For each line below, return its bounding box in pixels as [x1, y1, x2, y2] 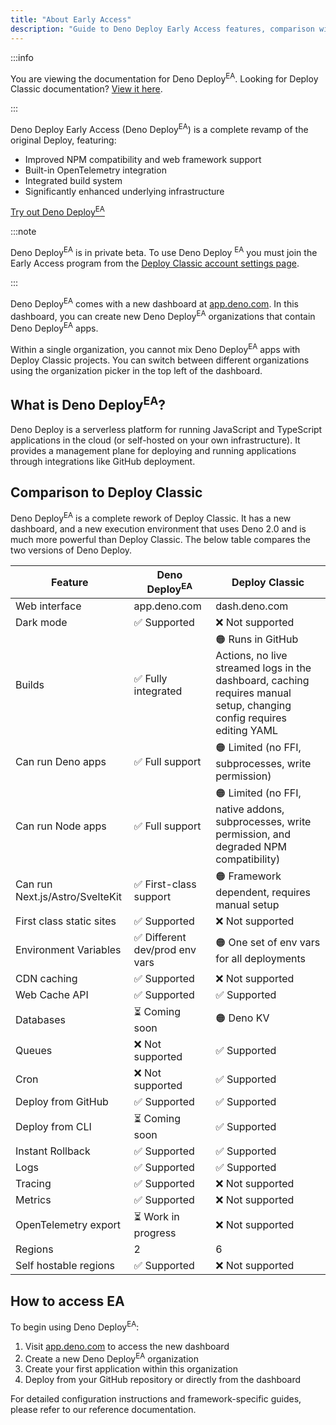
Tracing [15, 1177, 52, 1191]
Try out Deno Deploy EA [10, 204, 105, 218]
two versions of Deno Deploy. [10, 544, 133, 556]
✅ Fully [133, 671, 168, 685]
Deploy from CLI [15, 1119, 92, 1133]
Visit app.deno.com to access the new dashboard [24, 1340, 230, 1352]
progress [133, 1226, 177, 1240]
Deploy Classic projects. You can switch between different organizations [10, 354, 310, 366]
